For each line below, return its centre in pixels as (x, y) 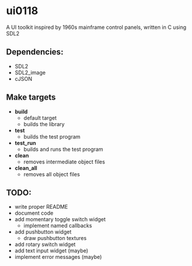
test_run (25, 143)
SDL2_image (30, 73)
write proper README (41, 207)
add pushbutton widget (43, 232)
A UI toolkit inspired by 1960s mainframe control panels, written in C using (96, 27)
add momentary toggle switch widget (60, 219)
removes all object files (52, 174)
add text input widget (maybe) (51, 251)
